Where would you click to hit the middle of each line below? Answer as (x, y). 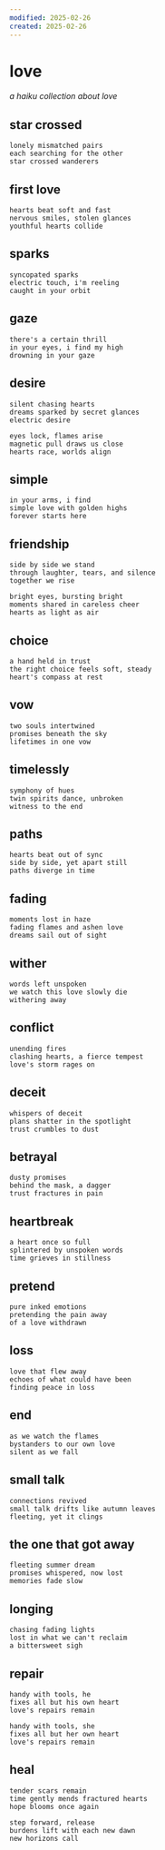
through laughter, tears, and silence (82, 573)
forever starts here (49, 517)
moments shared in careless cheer (75, 605)
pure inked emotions (49, 1307)
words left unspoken (49, 984)
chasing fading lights (52, 1630)
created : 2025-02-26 (49, 26)
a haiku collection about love (63, 96)
